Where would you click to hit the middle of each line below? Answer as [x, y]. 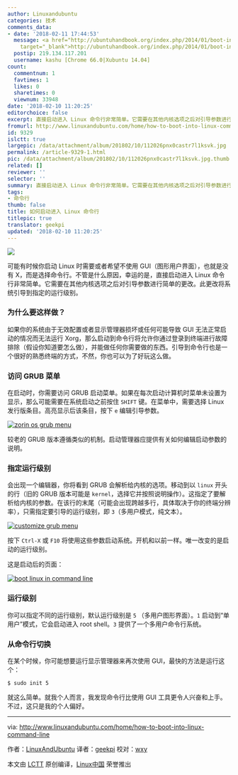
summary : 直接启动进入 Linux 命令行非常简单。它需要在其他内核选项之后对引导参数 [114, 185]
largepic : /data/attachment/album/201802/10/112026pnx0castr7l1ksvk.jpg [117, 146]
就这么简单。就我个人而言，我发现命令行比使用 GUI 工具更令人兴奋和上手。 [117, 697]
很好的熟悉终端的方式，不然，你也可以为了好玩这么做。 [94, 356]
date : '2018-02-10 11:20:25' [50, 106]
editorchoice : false [38, 113]
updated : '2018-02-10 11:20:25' [55, 231]
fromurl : [20, 126]
